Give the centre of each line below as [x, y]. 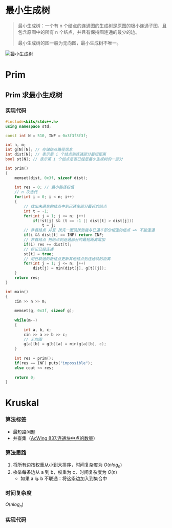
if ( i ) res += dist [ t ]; [48, 244]
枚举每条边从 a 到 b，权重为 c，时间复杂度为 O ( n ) [65, 472]
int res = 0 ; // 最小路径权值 [44, 187]
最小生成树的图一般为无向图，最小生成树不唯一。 [69, 43]
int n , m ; [16, 145]
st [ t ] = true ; [39, 254]
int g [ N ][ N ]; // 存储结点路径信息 [39, 150]
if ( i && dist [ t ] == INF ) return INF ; [64, 235]
